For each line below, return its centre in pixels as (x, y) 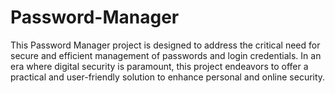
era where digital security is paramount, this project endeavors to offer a (159, 66)
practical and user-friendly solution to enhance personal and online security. (168, 77)
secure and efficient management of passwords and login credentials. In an (166, 55)
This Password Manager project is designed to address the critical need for (165, 45)
